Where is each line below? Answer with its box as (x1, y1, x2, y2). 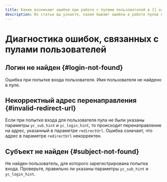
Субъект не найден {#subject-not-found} (5, 147, 139, 156)
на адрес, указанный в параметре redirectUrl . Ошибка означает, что (5, 127, 153, 134)
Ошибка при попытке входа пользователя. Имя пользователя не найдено (5, 76, 162, 82)
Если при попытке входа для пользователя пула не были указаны (5, 117, 145, 123)
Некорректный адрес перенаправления (5, 96, 137, 105)
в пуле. (5, 82, 20, 88)
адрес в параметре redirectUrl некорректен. (5, 133, 102, 139)
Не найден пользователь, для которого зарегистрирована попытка (5, 161, 148, 167)
